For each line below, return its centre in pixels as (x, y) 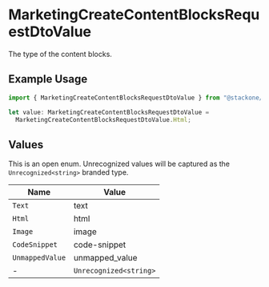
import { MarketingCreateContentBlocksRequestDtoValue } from (114, 98)
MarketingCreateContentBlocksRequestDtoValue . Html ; (104, 119)
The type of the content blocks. (60, 54)
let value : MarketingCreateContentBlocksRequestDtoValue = (109, 112)
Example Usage (48, 79)
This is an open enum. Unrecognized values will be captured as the (119, 164)
